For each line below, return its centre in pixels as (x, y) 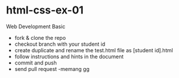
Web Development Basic (36, 26)
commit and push (36, 63)
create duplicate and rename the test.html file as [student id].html (94, 50)
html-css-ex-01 (45, 10)
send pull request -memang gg (52, 69)
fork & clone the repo (40, 38)
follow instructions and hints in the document (69, 56)
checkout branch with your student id (60, 44)
